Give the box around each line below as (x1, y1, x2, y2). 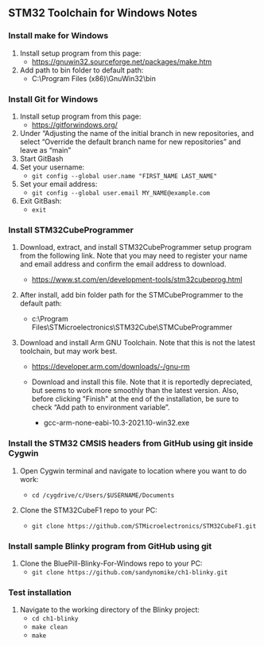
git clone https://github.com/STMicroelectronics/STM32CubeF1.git (31, 522, 257, 530)
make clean (31, 624, 68, 632)
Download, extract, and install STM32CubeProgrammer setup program (19, 243, 252, 252)
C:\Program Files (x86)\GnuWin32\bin (31, 73, 157, 83)
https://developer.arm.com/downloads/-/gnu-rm (31, 362, 191, 372)
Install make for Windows (8, 30, 109, 41)
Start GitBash (19, 154, 64, 163)
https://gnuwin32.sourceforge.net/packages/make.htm (31, 56, 212, 66)
